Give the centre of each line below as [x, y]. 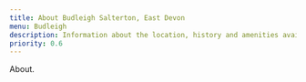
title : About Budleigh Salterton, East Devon [97, 18]
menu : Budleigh [38, 26]
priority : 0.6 [36, 43]
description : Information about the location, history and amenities [144, 35]
